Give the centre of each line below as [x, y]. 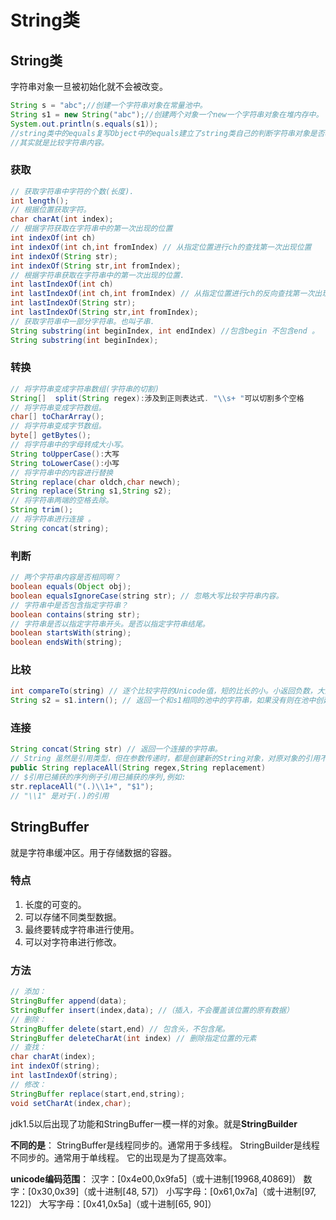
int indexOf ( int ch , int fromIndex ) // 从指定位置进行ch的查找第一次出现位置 [161, 247]
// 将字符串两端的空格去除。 [62, 501]
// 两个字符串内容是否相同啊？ [66, 577]
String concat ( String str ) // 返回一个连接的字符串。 [116, 749]
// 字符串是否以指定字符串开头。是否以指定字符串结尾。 [110, 624]
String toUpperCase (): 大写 [65, 454]
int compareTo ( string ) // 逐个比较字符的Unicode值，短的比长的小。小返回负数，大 [167, 691]
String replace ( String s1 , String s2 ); [91, 491]
